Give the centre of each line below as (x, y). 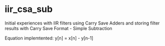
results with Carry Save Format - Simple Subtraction (58, 28)
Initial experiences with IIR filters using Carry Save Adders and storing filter (82, 23)
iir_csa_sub (29, 9)
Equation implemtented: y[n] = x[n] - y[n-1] (49, 38)
